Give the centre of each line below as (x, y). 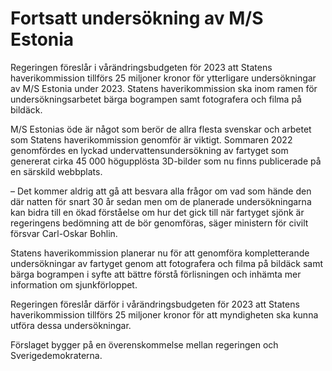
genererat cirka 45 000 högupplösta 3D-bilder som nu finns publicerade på (166, 161)
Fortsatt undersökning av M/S (137, 18)
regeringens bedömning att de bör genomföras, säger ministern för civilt (159, 223)
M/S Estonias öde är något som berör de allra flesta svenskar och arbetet (161, 129)
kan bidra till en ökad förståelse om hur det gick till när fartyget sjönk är (157, 212)
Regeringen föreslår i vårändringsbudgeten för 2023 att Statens (141, 67)
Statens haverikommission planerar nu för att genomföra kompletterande (160, 253)
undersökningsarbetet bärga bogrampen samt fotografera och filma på (156, 99)
